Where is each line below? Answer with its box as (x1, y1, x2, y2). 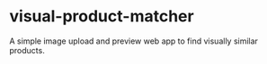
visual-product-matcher (9, 6, 195, 27)
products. (9, 44, 45, 55)
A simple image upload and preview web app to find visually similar (9, 36, 259, 46)
